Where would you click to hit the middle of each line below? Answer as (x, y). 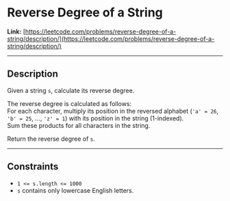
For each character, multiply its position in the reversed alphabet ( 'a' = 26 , (113, 111)
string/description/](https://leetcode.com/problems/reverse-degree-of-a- (111, 38)
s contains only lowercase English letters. (75, 190)
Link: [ (16, 31)
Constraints (33, 166)
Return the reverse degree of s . (51, 139)
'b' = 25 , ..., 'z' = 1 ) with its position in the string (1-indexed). (95, 118)
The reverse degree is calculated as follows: (69, 103)
